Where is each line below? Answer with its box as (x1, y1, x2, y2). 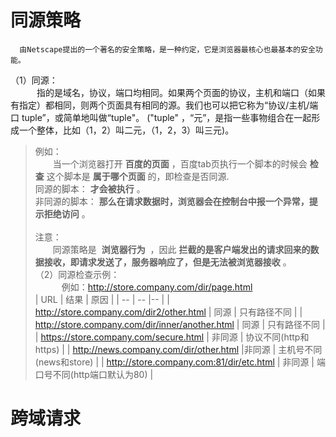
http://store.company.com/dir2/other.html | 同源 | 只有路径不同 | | (34, 306, 303, 318)
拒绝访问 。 (43, 207, 91, 220)
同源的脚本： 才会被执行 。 (34, 182, 146, 195)
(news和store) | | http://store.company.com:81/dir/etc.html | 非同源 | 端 (34, 356, 326, 368)
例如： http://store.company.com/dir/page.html (61, 281, 253, 293)
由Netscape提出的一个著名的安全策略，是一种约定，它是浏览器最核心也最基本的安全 (19, 44, 316, 55)
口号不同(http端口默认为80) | (34, 368, 154, 380)
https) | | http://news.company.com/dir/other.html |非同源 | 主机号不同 (34, 343, 323, 355)
